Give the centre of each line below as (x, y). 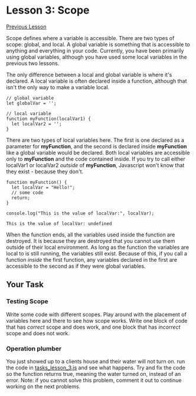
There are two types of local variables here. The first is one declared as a (95, 140)
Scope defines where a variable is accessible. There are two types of (90, 38)
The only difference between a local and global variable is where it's (89, 74)
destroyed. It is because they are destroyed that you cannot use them (91, 241)
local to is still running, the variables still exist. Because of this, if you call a (97, 253)
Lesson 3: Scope (48, 10)
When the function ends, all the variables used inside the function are (91, 235)
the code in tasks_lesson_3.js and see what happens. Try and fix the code (96, 368)
